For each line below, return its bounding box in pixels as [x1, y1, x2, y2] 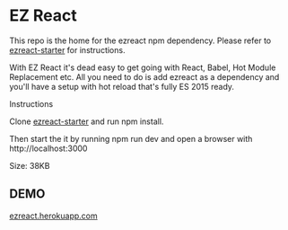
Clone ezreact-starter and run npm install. [9, 116, 164, 127]
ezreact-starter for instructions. [9, 44, 126, 55]
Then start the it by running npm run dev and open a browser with [9, 133, 253, 144]
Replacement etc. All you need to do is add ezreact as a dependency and [9, 71, 280, 82]
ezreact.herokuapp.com [9, 210, 99, 221]
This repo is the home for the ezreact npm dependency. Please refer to [9, 35, 272, 46]
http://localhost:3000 [9, 143, 88, 154]
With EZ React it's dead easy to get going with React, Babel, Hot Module [9, 62, 276, 73]
